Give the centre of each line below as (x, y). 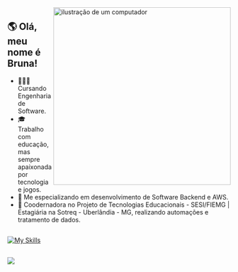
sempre (29, 159)
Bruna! (22, 64)
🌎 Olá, (22, 27)
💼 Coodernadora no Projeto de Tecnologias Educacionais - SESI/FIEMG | (124, 205)
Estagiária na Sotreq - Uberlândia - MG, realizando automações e (113, 212)
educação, (33, 144)
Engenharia (34, 96)
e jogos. (29, 189)
